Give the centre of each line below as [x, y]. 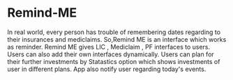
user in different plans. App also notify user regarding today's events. [107, 69]
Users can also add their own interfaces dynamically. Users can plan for [111, 54]
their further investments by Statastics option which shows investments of [114, 61]
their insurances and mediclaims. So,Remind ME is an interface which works [117, 39]
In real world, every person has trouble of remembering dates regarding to [114, 32]
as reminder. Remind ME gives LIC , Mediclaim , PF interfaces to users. [109, 47]
